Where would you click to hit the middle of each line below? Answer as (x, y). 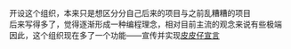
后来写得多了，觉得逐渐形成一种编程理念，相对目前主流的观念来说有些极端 (145, 24)
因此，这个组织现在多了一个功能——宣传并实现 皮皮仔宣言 (114, 35)
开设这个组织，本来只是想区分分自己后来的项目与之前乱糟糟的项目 (130, 13)
